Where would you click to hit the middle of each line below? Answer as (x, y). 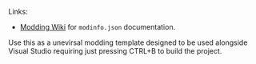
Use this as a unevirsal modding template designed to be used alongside (128, 42)
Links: (18, 12)
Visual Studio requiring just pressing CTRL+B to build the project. (115, 51)
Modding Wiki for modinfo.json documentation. (98, 27)
